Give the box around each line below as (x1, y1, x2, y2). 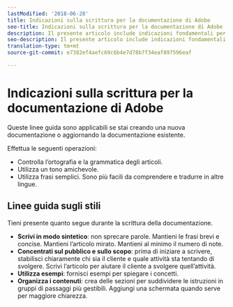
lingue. (17, 179, 37, 188)
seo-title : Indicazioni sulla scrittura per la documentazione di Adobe (7, 23, 223, 30)
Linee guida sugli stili (7, 200, 101, 212)
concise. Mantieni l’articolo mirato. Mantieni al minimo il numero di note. (17, 239, 224, 248)
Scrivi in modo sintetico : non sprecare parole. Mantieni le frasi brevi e (17, 232, 220, 241)
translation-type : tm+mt (7, 43, 80, 50)
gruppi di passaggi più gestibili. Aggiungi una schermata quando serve (17, 284, 221, 292)
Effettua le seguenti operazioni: (7, 144, 97, 152)
